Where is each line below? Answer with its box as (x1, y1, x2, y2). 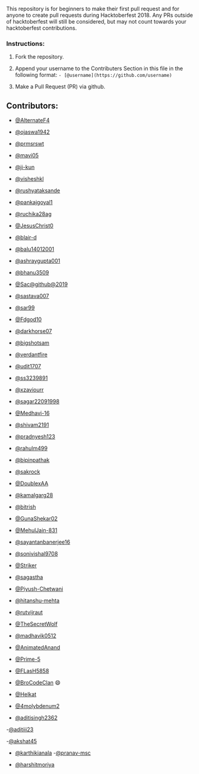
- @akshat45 (6, 738, 37, 745)
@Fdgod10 (14, 316, 42, 323)
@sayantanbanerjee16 (14, 538, 71, 546)
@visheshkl (14, 175, 44, 183)
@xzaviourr (14, 386, 44, 394)
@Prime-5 (14, 655, 41, 663)
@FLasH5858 (14, 668, 49, 675)
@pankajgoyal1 (14, 199, 53, 206)
